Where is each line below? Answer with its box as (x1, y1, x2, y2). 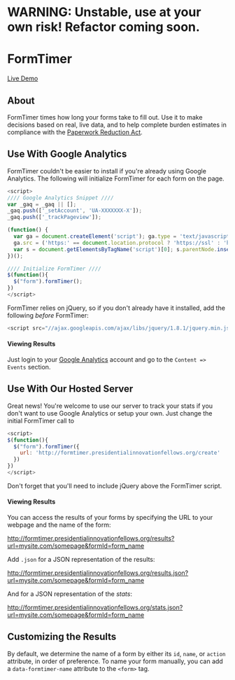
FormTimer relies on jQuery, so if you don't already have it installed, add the (7, 304, 226, 312)
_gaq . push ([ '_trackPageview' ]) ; (7, 214, 101, 221)
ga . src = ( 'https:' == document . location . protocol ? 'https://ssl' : (13, 239, 221, 246)
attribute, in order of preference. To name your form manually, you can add (7, 657, 224, 665)
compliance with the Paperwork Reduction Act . (7, 127, 143, 136)
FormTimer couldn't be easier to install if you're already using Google (7, 167, 206, 175)
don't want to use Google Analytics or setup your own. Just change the (7, 409, 213, 417)
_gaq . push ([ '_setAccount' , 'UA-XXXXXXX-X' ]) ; (7, 207, 142, 214)
